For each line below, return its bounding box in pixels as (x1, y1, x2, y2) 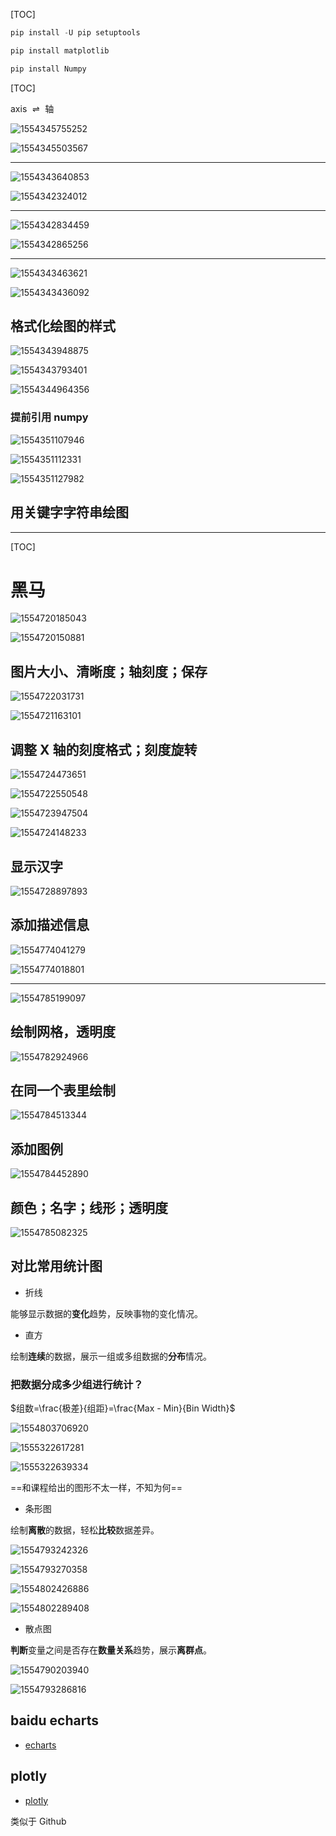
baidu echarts (10, 1712, 100, 1729)
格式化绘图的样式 (10, 318, 116, 335)
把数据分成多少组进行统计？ (10, 1377, 144, 1391)
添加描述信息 (10, 917, 90, 934)
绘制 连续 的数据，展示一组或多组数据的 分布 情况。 (10, 1350, 212, 1362)
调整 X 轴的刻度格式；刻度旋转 (10, 741, 198, 758)
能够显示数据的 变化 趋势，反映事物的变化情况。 (10, 1307, 203, 1319)
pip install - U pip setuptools (10, 28, 141, 38)
